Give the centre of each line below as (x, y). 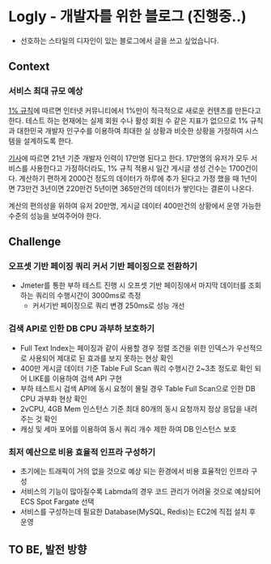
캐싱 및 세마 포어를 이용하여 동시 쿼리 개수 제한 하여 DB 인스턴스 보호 (128, 429)
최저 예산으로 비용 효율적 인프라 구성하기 (82, 452)
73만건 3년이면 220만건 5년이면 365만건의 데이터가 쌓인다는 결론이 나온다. (135, 188)
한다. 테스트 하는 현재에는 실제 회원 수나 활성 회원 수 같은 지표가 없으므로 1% (128, 120)
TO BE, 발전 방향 (48, 550)
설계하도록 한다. (48, 141)
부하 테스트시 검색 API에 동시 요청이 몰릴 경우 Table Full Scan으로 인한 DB (138, 388)
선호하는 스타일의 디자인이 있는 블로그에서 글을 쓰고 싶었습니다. (120, 41)
